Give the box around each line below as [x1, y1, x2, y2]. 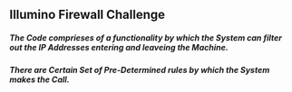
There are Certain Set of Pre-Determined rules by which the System [9, 65, 270, 76]
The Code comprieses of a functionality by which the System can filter [9, 32, 283, 43]
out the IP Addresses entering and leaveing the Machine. [9, 41, 229, 52]
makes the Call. [9, 74, 70, 85]
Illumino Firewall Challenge [9, 7, 166, 23]
